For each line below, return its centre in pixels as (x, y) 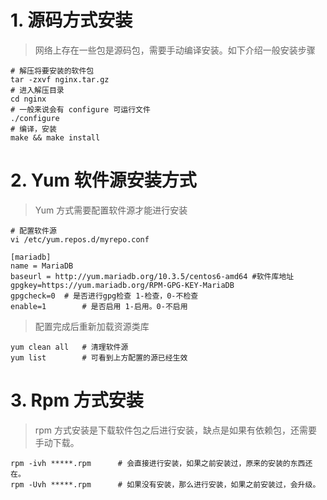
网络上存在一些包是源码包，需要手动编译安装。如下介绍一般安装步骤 (175, 50)
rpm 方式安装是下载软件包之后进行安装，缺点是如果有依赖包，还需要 (176, 430)
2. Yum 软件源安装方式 (103, 180)
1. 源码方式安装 (71, 20)
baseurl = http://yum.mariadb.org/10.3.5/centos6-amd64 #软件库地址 (152, 276)
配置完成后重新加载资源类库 (92, 326)
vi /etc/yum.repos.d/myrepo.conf (80, 239)
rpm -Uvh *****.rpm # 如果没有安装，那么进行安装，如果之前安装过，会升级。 (165, 484)
